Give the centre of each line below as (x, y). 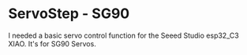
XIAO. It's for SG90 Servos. (52, 43)
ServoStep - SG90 (69, 14)
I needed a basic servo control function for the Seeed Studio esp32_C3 (123, 35)
